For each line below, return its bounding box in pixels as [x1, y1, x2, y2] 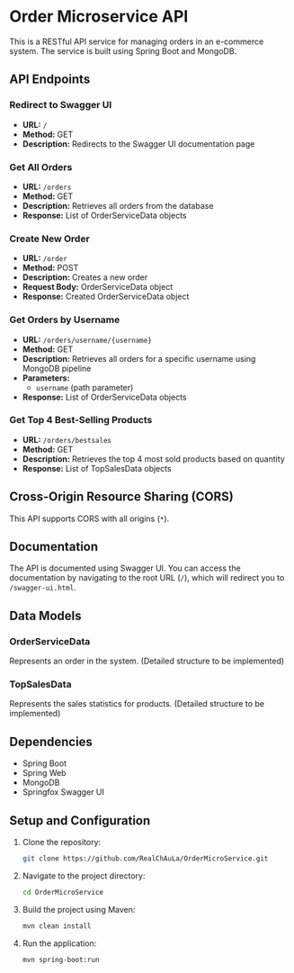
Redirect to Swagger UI [9, 99, 112, 112]
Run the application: [22, 938, 97, 949]
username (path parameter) [35, 382, 134, 392]
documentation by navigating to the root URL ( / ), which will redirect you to [9, 572, 285, 583]
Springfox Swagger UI [22, 787, 105, 797]
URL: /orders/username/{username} [22, 334, 153, 345]
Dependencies [9, 734, 93, 749]
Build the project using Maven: [22, 904, 136, 914]
